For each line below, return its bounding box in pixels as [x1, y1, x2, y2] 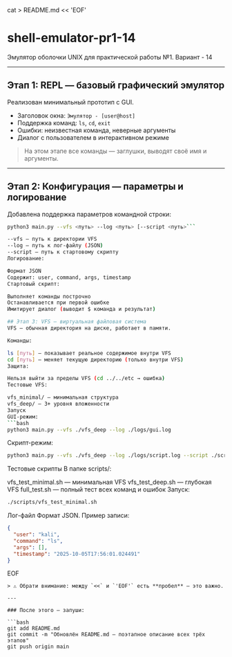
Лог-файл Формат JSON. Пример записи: [7, 512, 130, 520]
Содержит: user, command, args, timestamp [7, 273, 131, 281]
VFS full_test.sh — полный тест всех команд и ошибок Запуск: [7, 485, 190, 494]
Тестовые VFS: [7, 381, 48, 388]
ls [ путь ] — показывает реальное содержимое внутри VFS [7, 350, 171, 357]
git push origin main [7, 643, 70, 650]
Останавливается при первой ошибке [7, 299, 110, 307]
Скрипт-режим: [7, 439, 54, 447]
